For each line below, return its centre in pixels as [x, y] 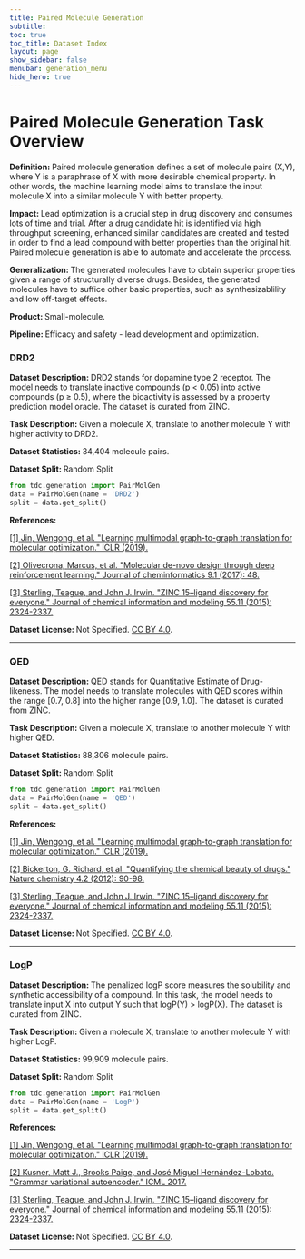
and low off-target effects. [59, 299]
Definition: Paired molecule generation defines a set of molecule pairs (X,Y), [152, 167]
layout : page [34, 52]
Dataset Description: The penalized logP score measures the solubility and [150, 985]
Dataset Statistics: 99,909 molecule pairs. [89, 1059]
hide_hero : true [40, 77]
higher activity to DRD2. [54, 433]
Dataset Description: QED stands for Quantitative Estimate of [124, 681]
